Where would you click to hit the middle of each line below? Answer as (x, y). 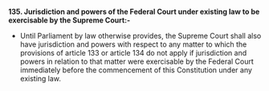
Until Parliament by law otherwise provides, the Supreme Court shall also (141, 36)
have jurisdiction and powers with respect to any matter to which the (133, 44)
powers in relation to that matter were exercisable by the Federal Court (137, 61)
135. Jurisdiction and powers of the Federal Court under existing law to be (134, 12)
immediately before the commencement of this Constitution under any (136, 70)
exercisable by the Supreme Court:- (69, 20)
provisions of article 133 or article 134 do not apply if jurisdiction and (133, 53)
